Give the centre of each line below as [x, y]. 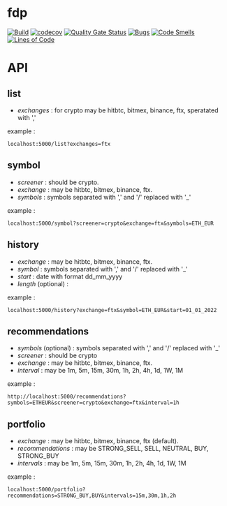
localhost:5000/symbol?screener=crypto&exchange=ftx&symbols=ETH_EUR [111, 223]
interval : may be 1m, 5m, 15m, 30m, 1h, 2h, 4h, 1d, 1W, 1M [100, 371]
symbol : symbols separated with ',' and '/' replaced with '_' [103, 269]
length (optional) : [43, 283]
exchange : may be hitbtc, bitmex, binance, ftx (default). [98, 441]
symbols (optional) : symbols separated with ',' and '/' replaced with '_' [119, 348]
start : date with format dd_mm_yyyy [70, 276]
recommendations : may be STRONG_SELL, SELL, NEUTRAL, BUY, [113, 449]
